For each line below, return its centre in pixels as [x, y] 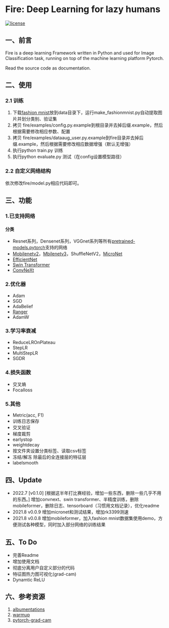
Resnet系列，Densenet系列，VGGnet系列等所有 [62, 241]
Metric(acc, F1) [28, 415]
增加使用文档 [26, 561]
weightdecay [26, 445]
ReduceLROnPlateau [34, 342]
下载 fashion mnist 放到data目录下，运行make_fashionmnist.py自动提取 [85, 112]
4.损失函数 [18, 372]
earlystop [22, 439]
